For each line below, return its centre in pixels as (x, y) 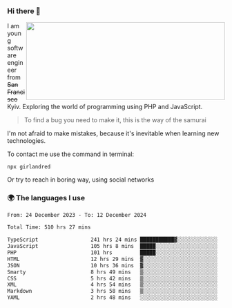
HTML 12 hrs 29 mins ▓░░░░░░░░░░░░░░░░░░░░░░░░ (112, 259)
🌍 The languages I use (46, 198)
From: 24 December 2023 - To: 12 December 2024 (77, 215)
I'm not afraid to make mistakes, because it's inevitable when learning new (113, 133)
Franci (16, 92)
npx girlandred (29, 167)
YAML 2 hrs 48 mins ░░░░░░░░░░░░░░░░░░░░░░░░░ (112, 298)
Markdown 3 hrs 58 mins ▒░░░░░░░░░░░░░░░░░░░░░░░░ (112, 291)
